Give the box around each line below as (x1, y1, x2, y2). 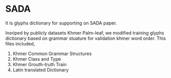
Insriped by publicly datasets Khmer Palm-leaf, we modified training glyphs (5, 30, 164, 36)
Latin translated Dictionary (12, 67, 69, 73)
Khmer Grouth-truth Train (12, 61, 67, 67)
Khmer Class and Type (12, 56, 61, 62)
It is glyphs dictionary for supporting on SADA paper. (5, 20, 117, 26)
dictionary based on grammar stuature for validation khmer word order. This (5, 35, 166, 41)
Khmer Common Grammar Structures (12, 50, 92, 57)
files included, (5, 40, 35, 46)
